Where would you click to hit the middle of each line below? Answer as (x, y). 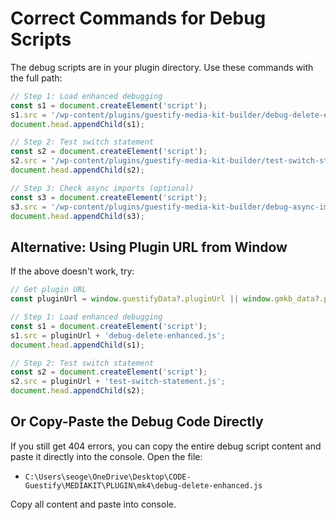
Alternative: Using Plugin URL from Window (149, 247)
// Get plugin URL (48, 290)
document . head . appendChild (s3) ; (77, 216)
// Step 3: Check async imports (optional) (102, 188)
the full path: (36, 78)
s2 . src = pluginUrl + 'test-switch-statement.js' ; (118, 382)
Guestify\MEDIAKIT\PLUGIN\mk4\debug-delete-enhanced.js (143, 485)
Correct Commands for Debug (138, 18)
